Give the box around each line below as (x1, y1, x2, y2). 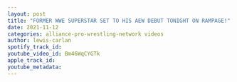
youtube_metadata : (7, 63, 62, 71)
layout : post (7, 10, 46, 18)
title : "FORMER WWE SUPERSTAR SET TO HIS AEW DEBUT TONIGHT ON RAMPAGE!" (7, 17, 231, 24)
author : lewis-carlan (7, 37, 72, 44)
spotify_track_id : (7, 43, 62, 51)
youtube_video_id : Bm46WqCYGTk (7, 51, 100, 58)
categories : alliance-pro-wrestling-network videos (7, 30, 164, 38)
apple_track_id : (7, 57, 56, 64)
